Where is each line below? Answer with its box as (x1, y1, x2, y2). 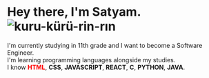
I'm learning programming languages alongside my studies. (7, 55, 176, 64)
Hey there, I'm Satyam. (7, 4, 141, 20)
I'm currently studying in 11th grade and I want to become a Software (7, 41, 203, 49)
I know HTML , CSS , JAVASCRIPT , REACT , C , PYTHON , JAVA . (7, 63, 185, 71)
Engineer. (7, 49, 34, 57)
